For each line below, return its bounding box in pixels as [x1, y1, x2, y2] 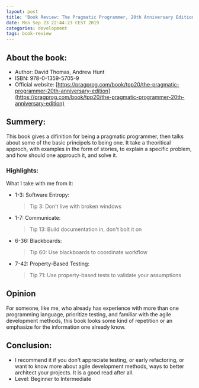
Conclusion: [6, 341, 52, 351]
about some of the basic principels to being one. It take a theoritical [6, 139, 171, 146]
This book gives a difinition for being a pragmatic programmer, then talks [6, 133, 184, 140]
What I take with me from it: [6, 180, 73, 187]
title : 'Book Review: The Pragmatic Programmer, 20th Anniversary [6, 14, 174, 20]
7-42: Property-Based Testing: [14, 260, 90, 267]
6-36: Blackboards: [14, 238, 62, 245]
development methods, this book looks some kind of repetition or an [6, 317, 173, 324]
